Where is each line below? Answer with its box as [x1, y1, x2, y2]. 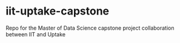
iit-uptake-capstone [5, 4, 110, 18]
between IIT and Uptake [5, 30, 66, 38]
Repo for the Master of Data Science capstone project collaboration [5, 24, 175, 31]
